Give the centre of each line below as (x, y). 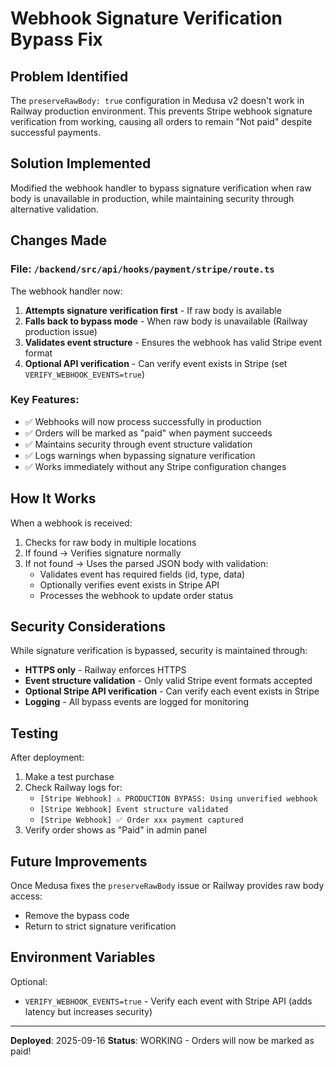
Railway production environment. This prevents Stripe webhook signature (161, 111)
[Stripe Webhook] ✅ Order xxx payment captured (141, 820)
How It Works (53, 498)
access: (26, 896)
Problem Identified (69, 76)
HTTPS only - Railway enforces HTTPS (105, 670)
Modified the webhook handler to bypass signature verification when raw (161, 188)
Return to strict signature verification (100, 926)
